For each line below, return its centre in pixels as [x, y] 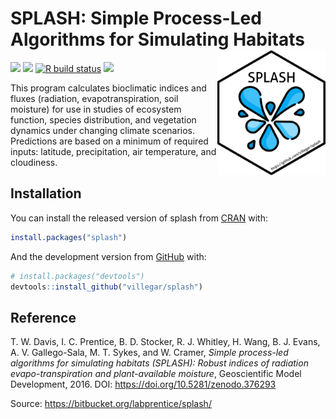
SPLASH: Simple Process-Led [136, 18]
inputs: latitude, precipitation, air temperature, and [113, 151]
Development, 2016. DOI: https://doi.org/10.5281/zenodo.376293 [143, 384]
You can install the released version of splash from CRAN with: [139, 218]
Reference [43, 317]
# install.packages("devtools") [77, 276]
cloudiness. [34, 162]
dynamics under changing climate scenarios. [103, 130]
